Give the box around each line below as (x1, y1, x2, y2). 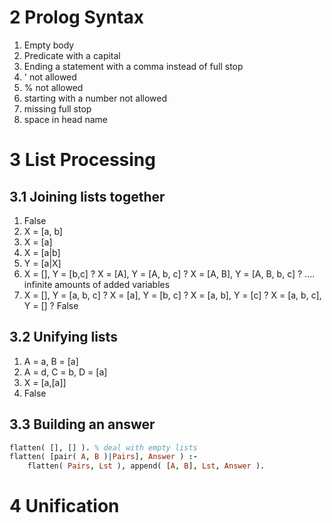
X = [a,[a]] (23, 376, 67, 388)
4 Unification (9, 495, 120, 518)
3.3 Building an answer (9, 416, 156, 433)
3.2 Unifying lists (9, 329, 118, 346)
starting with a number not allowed (23, 92, 168, 104)
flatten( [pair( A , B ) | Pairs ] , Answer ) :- (9, 452, 198, 462)
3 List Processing (9, 149, 156, 171)
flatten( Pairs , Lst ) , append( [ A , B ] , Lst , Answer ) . (27, 461, 266, 471)
